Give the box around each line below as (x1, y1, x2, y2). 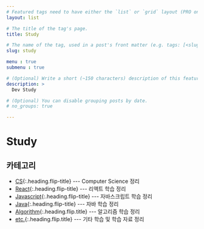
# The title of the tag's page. (6, 26, 88, 32)
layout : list (6, 15, 39, 21)
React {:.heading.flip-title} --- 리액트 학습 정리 (15, 185, 126, 193)
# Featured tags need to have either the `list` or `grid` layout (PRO (6, 9, 191, 15)
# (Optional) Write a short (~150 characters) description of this (6, 75, 181, 81)
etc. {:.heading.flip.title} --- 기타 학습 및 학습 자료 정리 (15, 216, 144, 223)
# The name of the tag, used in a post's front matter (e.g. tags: (6, 42, 181, 49)
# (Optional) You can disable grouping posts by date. (6, 98, 148, 104)
